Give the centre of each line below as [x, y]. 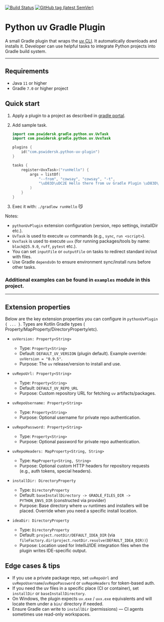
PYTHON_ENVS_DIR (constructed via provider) [63, 501]
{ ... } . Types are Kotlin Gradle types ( [45, 324]
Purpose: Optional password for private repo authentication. [80, 442]
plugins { [22, 147]
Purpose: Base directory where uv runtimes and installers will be [84, 506]
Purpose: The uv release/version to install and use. [70, 364]
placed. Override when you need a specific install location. [78, 511]
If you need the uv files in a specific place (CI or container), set [75, 588]
